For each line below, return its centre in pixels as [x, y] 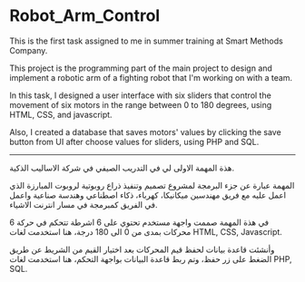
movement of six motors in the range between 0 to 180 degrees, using [141, 104]
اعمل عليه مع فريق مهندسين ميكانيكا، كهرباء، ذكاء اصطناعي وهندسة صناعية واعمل [148, 195]
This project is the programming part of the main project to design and [141, 68]
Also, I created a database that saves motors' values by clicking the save [145, 131]
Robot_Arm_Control [85, 16]
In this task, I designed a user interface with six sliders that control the [141, 95]
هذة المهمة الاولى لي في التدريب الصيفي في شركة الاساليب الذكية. [122, 168]
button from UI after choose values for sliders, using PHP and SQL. [134, 141]
